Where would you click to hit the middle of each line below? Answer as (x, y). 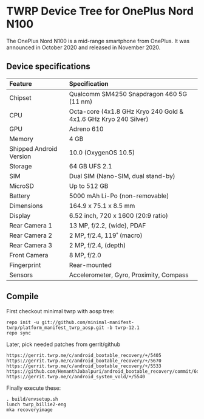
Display (20, 215)
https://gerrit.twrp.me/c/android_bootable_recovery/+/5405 (84, 355)
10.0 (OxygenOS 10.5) (102, 152)
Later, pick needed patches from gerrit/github (63, 344)
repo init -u (23, 322)
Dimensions (26, 206)
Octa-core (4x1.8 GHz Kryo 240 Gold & (126, 111)
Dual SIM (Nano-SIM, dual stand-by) (122, 176)
